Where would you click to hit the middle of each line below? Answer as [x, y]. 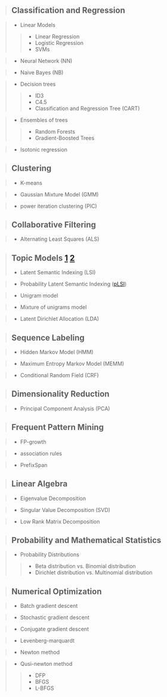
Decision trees [38, 84]
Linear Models [38, 25]
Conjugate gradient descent [54, 629]
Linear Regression [57, 37]
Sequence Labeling [48, 337]
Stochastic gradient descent [55, 617]
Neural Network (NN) [46, 60]
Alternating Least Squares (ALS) [60, 239]
